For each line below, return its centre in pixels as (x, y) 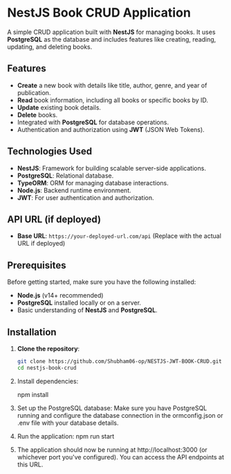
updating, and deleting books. (50, 46)
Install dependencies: (48, 381)
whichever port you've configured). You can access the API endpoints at (121, 457)
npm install (33, 394)
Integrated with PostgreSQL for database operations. (93, 122)
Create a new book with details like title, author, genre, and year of (112, 85)
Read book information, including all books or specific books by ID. (113, 100)
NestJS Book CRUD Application (99, 13)
